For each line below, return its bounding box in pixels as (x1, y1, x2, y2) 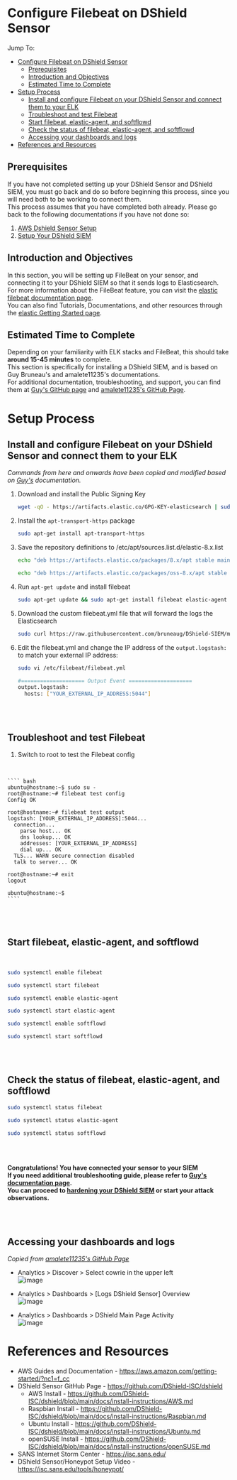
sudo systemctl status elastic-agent (7, 1116, 119, 1123)
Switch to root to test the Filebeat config (17, 750, 135, 758)
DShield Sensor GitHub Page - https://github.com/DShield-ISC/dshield (17, 1382, 223, 1391)
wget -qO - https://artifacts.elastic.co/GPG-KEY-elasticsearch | (17, 504, 218, 511)
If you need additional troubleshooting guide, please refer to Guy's (7, 1171, 207, 1180)
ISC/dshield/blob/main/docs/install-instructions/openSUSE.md (28, 1442, 211, 1451)
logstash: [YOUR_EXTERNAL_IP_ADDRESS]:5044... (7, 815, 147, 822)
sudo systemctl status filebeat (7, 1104, 103, 1111)
